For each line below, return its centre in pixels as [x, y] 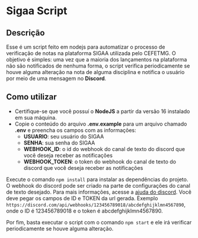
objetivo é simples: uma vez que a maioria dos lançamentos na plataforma [97, 59]
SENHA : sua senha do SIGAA [59, 143]
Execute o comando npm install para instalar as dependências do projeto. [97, 179]
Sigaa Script [37, 11]
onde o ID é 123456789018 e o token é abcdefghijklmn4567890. [84, 211]
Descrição [25, 33]
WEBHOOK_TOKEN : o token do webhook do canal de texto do [100, 162]
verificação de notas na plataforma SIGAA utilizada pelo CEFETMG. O [91, 53]
